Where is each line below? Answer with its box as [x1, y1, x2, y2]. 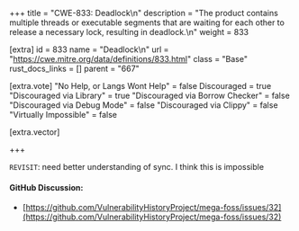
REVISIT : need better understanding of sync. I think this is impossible [9, 162, 264, 172]
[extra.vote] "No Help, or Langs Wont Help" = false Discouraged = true [9, 81, 272, 91]
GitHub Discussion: [9, 182, 84, 192]
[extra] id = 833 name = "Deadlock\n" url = [9, 44, 169, 55]
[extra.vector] [9, 127, 60, 138]
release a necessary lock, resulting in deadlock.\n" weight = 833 [9, 27, 249, 37]
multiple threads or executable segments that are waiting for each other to [9, 17, 285, 28]
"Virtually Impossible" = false [9, 110, 117, 120]
